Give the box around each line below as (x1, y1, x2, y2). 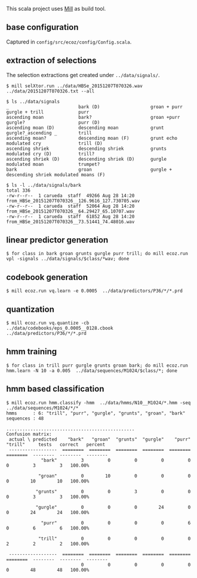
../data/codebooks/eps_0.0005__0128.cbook (6, 325, 113, 331)
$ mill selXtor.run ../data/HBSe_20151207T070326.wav (6, 83, 143, 89)
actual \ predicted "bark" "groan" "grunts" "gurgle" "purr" (8, 436, 191, 442)
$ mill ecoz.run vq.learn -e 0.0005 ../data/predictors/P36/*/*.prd (6, 288, 183, 294)
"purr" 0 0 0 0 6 (41, 519, 191, 526)
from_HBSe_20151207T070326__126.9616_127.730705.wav (6, 198, 140, 204)
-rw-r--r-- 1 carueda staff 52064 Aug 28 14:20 (6, 203, 135, 209)
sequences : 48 (6, 415, 44, 422)
